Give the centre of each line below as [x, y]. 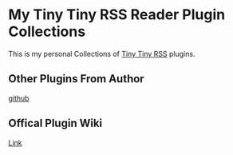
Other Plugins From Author [77, 79]
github [19, 98]
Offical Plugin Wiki [55, 123]
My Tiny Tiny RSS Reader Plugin [117, 15]
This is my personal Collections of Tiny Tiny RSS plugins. [102, 54]
